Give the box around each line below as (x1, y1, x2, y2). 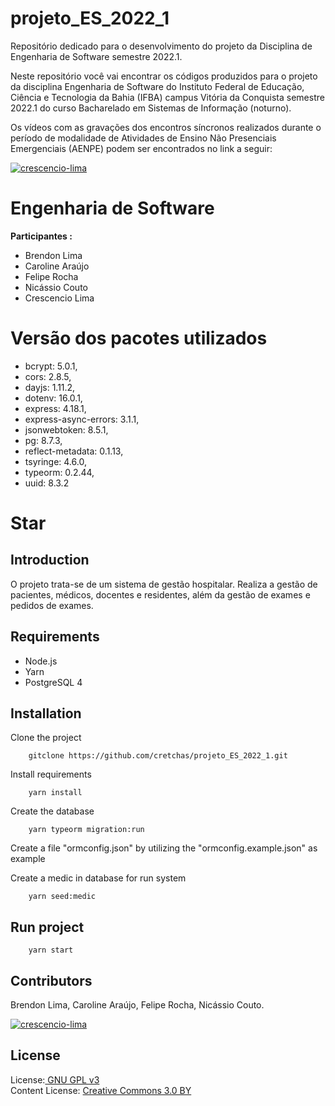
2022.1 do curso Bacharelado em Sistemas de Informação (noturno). (10, 102, 292, 114)
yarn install (28, 788, 83, 798)
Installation (10, 705, 82, 722)
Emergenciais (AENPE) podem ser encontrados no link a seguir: (10, 142, 273, 154)
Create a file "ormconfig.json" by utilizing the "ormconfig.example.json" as (10, 842, 318, 854)
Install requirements (10, 768, 92, 781)
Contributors (10, 972, 93, 989)
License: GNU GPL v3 (10, 1073, 100, 1086)
